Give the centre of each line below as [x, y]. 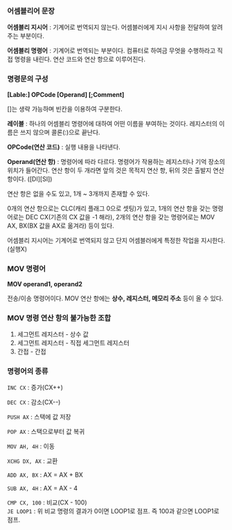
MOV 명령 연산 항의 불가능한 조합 [59, 318]
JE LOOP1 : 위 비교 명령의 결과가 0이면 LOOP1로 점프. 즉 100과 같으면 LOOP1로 [113, 511]
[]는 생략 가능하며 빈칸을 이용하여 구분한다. [65, 109]
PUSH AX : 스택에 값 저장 [39, 417]
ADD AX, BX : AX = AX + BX [45, 475]
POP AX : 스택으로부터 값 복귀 [46, 432]
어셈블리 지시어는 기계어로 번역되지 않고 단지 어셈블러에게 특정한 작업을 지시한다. [116, 240]
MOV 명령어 [27, 268]
